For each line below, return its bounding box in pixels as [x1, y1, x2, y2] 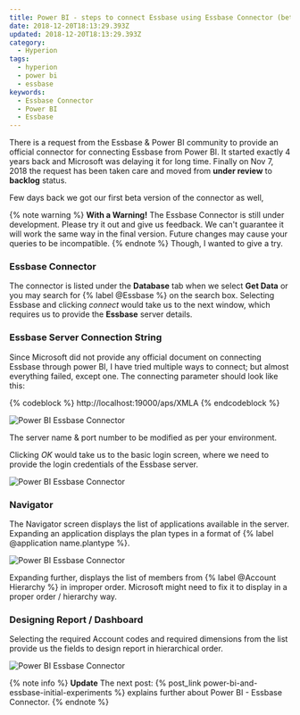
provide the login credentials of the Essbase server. [9, 459, 199, 470]
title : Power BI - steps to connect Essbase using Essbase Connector [9, 12, 274, 22]
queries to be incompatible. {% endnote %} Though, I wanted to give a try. [9, 238, 284, 249]
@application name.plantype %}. [9, 537, 130, 549]
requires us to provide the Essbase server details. [9, 309, 193, 320]
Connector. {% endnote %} [9, 697, 110, 708]
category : [9, 37, 46, 47]
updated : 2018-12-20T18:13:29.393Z [9, 29, 142, 38]
